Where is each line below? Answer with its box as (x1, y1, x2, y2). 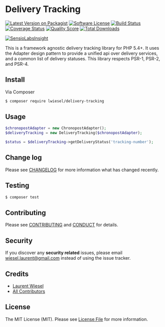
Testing (5, 181, 30, 190)
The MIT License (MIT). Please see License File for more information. (5, 316, 148, 322)
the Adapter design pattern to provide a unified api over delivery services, (5, 50, 158, 56)
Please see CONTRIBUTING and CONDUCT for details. (5, 222, 118, 228)
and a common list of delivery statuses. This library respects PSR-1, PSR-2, (5, 55, 160, 61)
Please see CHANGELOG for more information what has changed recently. (5, 167, 159, 173)
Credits (5, 270, 29, 278)
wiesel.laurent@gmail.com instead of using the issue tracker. (5, 255, 131, 261)
